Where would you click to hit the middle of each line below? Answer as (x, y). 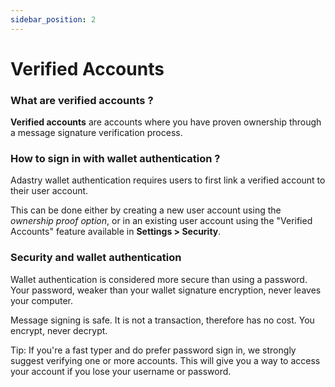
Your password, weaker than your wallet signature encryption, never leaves (166, 290)
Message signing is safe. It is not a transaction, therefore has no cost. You (162, 320)
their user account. (49, 191)
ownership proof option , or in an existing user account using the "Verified (161, 221)
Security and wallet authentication (96, 258)
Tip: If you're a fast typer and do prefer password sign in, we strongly (153, 350)
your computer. (42, 300)
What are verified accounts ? (82, 100)
